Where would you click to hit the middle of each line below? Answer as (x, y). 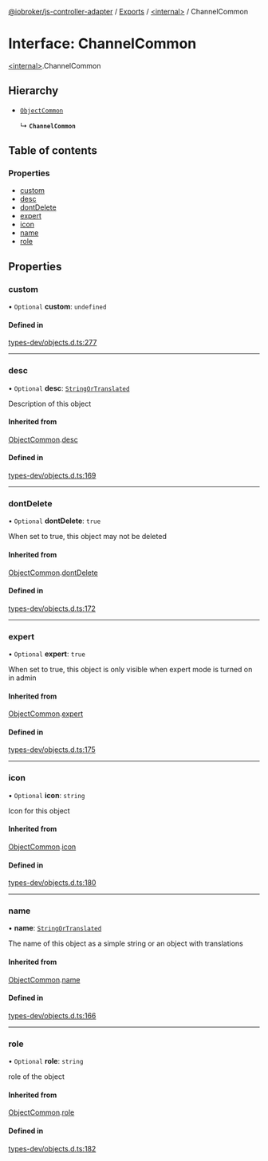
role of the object (37, 1076)
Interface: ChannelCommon (102, 44)
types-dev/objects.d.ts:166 (52, 1015)
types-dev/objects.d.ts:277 (53, 343)
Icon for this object (39, 811)
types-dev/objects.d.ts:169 (52, 476)
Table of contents (53, 151)
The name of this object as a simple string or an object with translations (126, 943)
